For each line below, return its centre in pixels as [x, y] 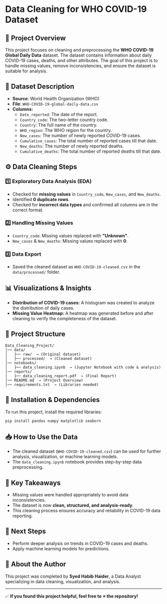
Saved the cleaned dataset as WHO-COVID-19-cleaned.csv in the [76, 267]
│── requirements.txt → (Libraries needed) [52, 385]
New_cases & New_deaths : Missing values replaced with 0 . [70, 241]
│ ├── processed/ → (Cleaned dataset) [49, 358]
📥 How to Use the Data [42, 437]
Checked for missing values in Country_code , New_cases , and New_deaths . [87, 194]
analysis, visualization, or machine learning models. [65, 457]
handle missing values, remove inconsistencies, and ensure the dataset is [81, 66]
